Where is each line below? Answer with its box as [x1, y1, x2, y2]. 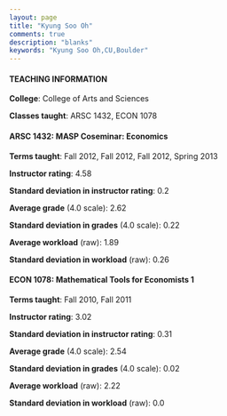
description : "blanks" [9, 37, 93, 47]
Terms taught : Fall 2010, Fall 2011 [9, 294, 132, 305]
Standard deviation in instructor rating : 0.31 [9, 328, 173, 339]
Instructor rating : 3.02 [9, 311, 92, 322]
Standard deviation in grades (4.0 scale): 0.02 [9, 363, 180, 373]
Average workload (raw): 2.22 [9, 380, 121, 391]
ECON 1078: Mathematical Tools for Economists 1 [9, 275, 195, 285]
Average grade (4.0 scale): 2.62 [9, 202, 127, 213]
